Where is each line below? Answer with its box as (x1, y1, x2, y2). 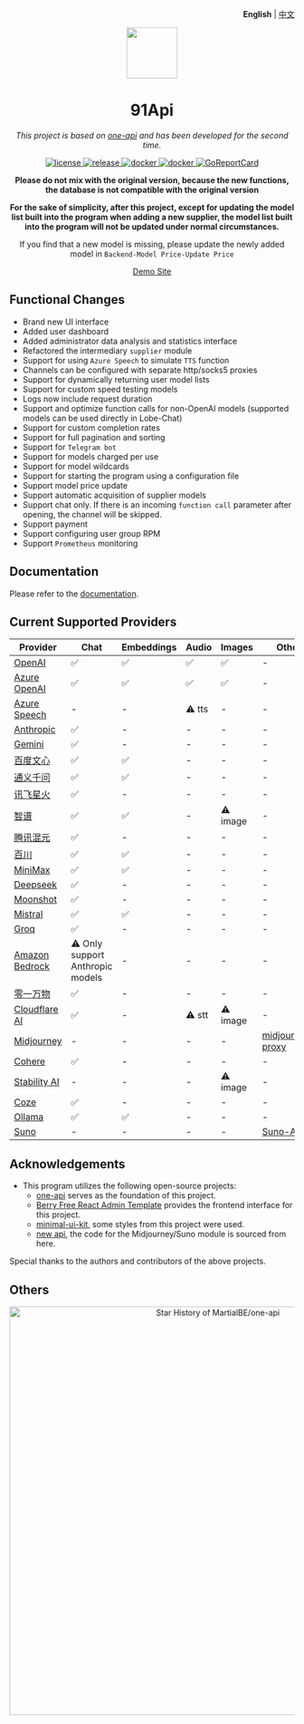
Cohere (14, 1055, 46, 1068)
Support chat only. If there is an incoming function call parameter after (22, 499, 292, 510)
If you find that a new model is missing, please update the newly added (19, 238, 285, 249)
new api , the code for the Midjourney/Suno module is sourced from (35, 1228, 287, 1240)
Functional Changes (9, 292, 125, 307)
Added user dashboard (22, 325, 109, 336)
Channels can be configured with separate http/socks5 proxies (22, 364, 258, 375)
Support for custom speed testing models (22, 383, 178, 394)
